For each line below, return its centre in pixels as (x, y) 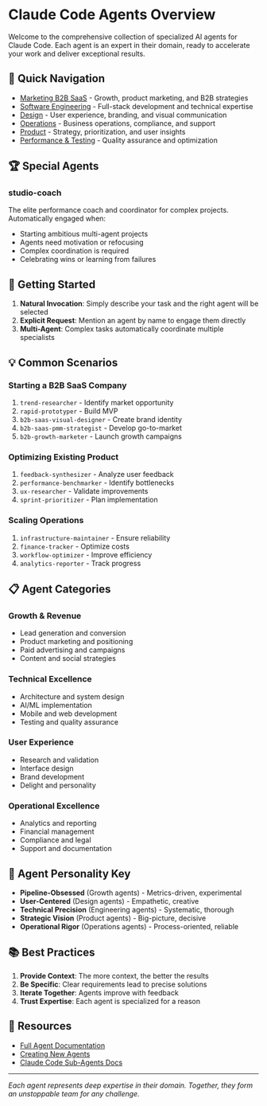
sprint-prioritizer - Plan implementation (89, 500)
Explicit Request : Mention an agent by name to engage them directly (133, 321)
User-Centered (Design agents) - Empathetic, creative (109, 901)
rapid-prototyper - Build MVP (69, 411)
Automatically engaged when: (57, 219)
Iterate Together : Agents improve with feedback (99, 992)
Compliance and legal (55, 840)
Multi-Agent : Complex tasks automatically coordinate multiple (122, 329)
